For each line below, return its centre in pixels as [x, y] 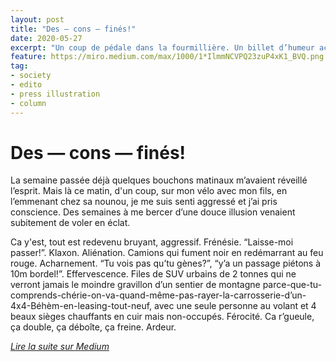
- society [31, 76]
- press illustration [55, 94]
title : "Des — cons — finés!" [73, 29]
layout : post [37, 19]
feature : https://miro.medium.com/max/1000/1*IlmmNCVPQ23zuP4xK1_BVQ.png [167, 57]
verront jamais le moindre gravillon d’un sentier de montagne [135, 285]
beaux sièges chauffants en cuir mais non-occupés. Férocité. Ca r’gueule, [162, 317]
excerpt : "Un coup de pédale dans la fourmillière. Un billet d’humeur [162, 47]
